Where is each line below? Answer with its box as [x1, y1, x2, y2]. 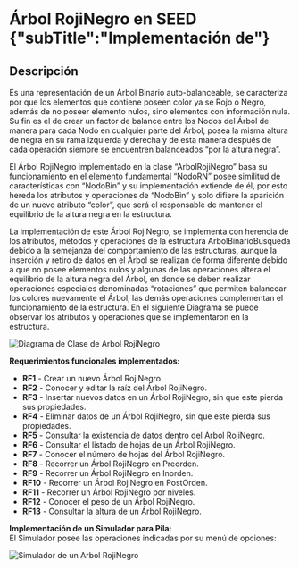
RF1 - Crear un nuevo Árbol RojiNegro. [21, 373, 163, 383]
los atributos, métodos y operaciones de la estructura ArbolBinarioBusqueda [9, 236, 291, 246]
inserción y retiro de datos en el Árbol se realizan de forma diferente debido [9, 255, 288, 265]
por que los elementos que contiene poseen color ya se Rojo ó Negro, [9, 96, 267, 107]
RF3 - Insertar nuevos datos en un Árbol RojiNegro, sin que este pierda [21, 392, 284, 402]
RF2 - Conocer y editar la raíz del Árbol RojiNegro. [21, 382, 208, 393]
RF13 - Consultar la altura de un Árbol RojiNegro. [21, 506, 203, 516]
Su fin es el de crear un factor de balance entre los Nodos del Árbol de [9, 116, 270, 126]
